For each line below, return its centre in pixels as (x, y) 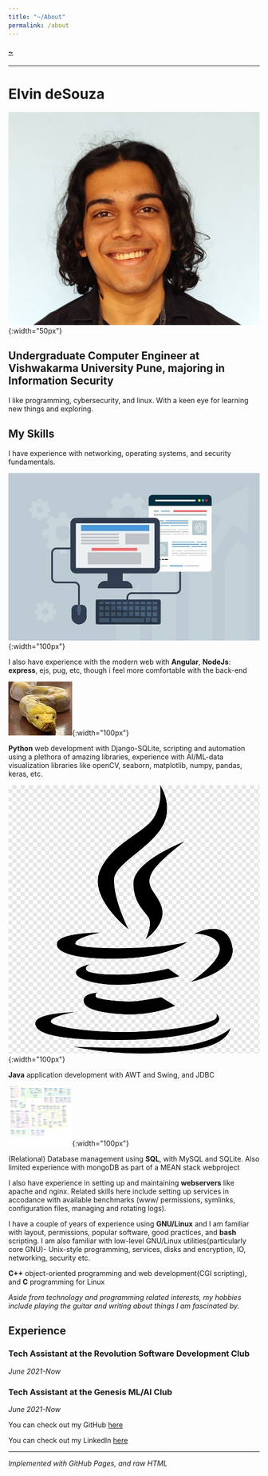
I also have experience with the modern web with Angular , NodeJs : (120, 662)
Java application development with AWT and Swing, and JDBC (112, 1075)
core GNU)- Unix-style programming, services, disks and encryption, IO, (127, 1250)
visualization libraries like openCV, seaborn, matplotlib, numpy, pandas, (125, 766)
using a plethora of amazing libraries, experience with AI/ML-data (116, 757)
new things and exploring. (51, 409)
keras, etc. (26, 774)
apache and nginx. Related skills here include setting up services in (119, 1191)
